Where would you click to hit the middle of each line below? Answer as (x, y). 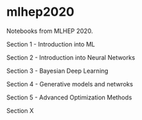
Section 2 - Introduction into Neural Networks (71, 57)
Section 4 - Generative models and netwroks (70, 84)
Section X (20, 110)
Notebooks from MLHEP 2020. (50, 31)
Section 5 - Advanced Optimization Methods (69, 97)
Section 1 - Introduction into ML (51, 44)
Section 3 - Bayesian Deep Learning (58, 71)
